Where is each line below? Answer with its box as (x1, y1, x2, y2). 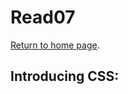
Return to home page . (10, 39, 100, 51)
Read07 (10, 6, 76, 29)
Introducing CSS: (10, 68, 120, 85)
